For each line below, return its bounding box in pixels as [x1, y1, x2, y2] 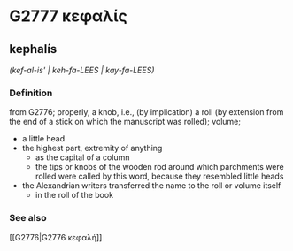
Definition [9, 87, 53, 99]
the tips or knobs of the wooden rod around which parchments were [35, 162, 285, 172]
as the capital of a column [35, 152, 130, 163]
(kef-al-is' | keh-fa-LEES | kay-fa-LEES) [9, 65, 155, 75]
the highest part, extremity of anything [21, 143, 163, 154]
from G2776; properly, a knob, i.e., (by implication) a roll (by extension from [9, 107, 284, 118]
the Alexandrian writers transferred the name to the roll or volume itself [21, 180, 281, 191]
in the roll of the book [35, 190, 113, 201]
